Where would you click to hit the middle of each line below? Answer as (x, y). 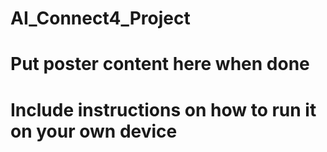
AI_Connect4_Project (100, 18)
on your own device (94, 131)
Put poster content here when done (160, 64)
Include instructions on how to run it (163, 109)
